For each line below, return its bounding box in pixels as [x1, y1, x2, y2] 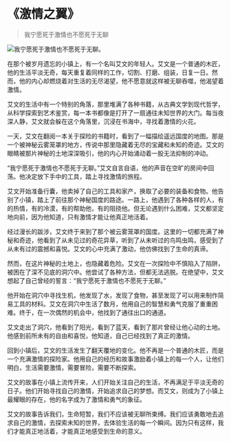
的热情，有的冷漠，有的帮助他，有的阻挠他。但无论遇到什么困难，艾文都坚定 [7, 204, 224, 212]
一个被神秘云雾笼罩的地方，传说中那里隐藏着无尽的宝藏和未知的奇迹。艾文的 [7, 140, 224, 149]
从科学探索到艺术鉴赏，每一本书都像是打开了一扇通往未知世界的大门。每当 [7, 108, 218, 117]
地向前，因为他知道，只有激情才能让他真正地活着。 [7, 213, 152, 221]
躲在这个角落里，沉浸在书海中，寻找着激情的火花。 [54, 117, 200, 125]
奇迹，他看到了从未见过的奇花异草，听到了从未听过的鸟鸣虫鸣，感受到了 [19, 235, 224, 244]
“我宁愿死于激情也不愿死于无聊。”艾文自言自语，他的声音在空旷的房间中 [7, 163, 208, 172]
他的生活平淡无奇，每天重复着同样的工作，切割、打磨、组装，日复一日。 [7, 68, 212, 76]
